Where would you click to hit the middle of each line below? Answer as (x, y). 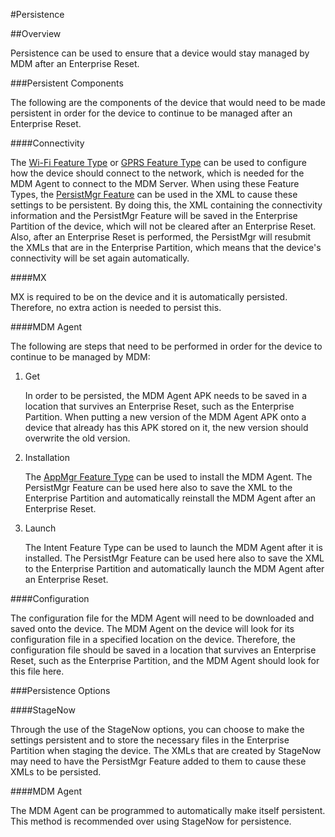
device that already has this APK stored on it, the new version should (166, 427)
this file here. (37, 671)
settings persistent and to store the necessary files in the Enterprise (150, 740)
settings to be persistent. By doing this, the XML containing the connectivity (166, 205)
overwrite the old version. (77, 438)
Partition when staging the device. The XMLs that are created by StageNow (166, 750)
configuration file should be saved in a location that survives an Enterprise (163, 650)
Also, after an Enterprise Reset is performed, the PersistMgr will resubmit (161, 237)
